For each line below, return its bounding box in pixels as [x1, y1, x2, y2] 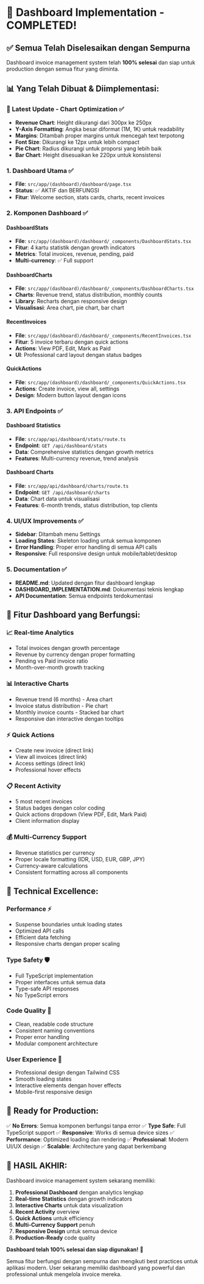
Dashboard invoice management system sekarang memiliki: [6, 1177, 156, 1184]
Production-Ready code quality [15, 1233, 96, 1241]
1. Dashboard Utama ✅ [6, 166, 74, 175]
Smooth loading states [15, 1075, 72, 1083]
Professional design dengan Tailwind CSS [15, 1069, 120, 1076]
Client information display [15, 817, 80, 825]
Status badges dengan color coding [15, 804, 105, 812]
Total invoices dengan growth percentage [15, 644, 120, 652]
